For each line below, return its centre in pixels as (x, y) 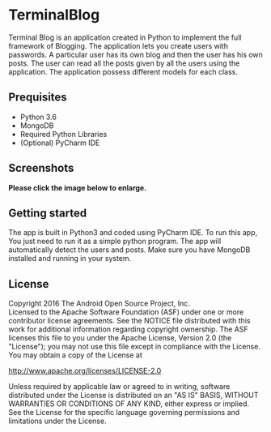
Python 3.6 (38, 117)
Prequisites (38, 98)
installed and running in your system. (70, 259)
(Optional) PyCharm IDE (60, 143)
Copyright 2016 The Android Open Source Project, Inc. (99, 304)
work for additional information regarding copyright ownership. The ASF (128, 329)
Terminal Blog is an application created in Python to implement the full (125, 37)
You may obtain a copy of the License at (76, 355)
